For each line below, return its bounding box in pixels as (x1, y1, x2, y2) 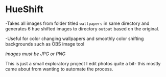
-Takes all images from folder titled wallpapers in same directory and (5, 20, 150, 26)
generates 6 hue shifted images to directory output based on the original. (5, 25, 159, 31)
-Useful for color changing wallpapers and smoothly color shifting (5, 35, 144, 42)
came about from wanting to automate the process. (5, 66, 113, 72)
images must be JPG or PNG (5, 51, 66, 57)
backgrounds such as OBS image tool (5, 41, 85, 47)
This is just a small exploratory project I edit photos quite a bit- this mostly (5, 60, 161, 66)
